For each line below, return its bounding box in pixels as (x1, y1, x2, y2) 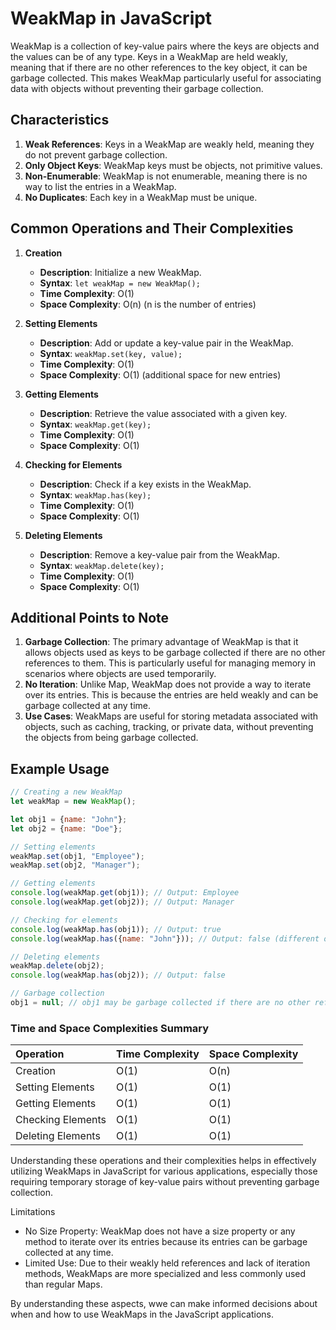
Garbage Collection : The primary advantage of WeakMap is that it (24, 636, 299, 648)
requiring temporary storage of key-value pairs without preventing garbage (10, 1176, 320, 1188)
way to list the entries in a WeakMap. (24, 180, 177, 192)
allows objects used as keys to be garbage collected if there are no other (24, 647, 326, 659)
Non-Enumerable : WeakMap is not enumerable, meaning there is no (24, 170, 308, 182)
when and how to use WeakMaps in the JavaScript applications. (10, 1308, 275, 1321)
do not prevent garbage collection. (24, 148, 168, 161)
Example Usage (10, 760, 110, 777)
